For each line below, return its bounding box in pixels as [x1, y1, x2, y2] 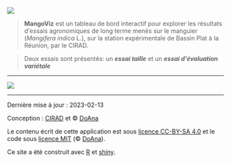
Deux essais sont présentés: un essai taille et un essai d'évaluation [23, 55, 219, 62]
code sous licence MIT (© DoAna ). [7, 135, 105, 142]
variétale [23, 62, 51, 70]
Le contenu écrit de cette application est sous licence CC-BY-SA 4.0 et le [7, 127, 215, 136]
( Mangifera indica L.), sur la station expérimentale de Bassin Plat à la [23, 34, 219, 42]
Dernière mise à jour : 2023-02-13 [7, 101, 104, 109]
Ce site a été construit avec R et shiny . [7, 148, 115, 156]
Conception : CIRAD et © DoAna [7, 114, 99, 122]
